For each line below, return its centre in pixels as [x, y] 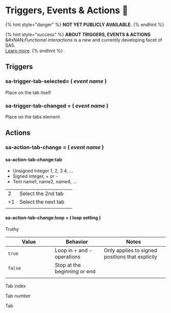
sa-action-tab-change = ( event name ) [55, 148]
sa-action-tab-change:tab [34, 159]
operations [67, 256]
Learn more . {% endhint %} [34, 51]
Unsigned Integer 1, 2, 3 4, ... [43, 171]
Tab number [18, 296]
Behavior [77, 242]
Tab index [16, 286]
